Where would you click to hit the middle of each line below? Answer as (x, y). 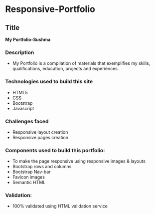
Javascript (23, 108)
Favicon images (28, 177)
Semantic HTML (29, 183)
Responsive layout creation (40, 132)
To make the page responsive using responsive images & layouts (79, 161)
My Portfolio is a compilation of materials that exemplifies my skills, (81, 63)
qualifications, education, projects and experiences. (66, 69)
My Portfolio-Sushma (28, 39)
